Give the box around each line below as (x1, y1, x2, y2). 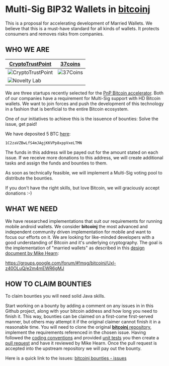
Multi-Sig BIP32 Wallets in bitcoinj (5, 4, 150, 15)
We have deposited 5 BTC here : (5, 131, 71, 137)
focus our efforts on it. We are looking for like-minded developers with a (5, 234, 154, 240)
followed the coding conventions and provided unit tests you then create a (5, 335, 159, 341)
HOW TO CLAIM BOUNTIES (5, 280, 92, 288)
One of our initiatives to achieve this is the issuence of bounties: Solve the (5, 116, 158, 122)
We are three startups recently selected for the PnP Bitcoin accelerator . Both (5, 89, 163, 96)
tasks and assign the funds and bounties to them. (5, 160, 108, 166)
